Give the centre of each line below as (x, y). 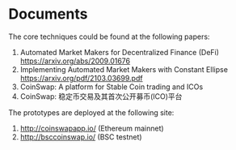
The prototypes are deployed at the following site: (91, 112)
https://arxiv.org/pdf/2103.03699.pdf (81, 78)
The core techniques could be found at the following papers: (109, 36)
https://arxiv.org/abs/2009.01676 (75, 61)
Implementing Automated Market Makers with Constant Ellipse (124, 69)
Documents (48, 14)
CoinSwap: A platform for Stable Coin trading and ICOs (112, 87)
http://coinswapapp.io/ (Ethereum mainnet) (92, 128)
